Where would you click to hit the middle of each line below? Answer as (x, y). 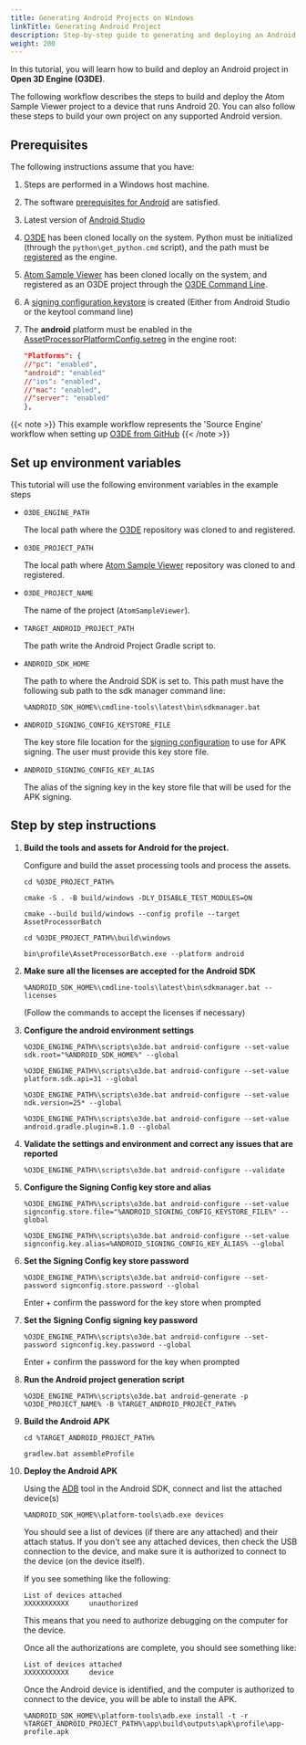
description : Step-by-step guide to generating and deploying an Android (153, 35)
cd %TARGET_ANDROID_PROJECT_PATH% (89, 1438)
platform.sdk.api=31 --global (81, 1078)
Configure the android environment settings (109, 1030)
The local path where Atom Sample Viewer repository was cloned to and (159, 565)
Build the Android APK (66, 1421)
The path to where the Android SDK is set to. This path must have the (153, 681)
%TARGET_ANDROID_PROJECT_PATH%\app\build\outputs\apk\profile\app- (154, 1724)
